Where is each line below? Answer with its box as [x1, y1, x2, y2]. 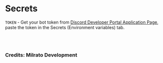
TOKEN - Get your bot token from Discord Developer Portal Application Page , [5, 19, 159, 25]
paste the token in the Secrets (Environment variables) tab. [5, 24, 125, 30]
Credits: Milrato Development [5, 51, 78, 58]
